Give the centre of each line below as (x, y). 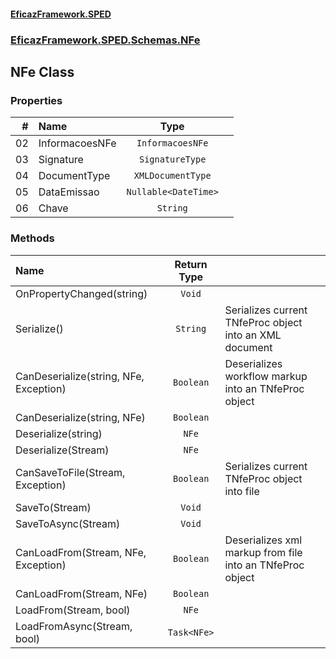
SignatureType (172, 159)
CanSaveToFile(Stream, (70, 472)
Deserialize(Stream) (62, 450)
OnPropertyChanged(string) (81, 293)
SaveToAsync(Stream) (68, 523)
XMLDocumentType (172, 176)
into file (242, 491)
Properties (36, 100)
